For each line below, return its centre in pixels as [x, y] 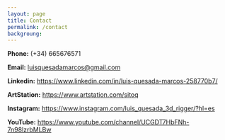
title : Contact [30, 21]
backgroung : [25, 34]
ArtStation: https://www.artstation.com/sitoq [73, 95]
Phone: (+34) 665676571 [44, 54]
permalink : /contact [38, 27]
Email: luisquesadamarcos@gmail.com [64, 67]
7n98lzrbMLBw [29, 130]
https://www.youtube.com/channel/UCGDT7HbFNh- [114, 122]
